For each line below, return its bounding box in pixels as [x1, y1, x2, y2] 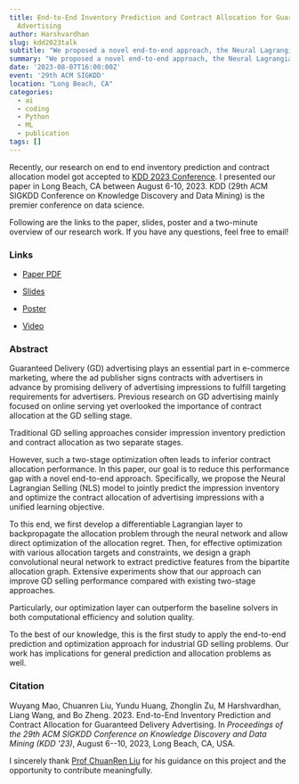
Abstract [9, 342, 49, 355]
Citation [9, 680, 44, 692]
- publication [17, 129, 69, 138]
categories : [9, 87, 53, 96]
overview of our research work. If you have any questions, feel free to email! [9, 226, 289, 237]
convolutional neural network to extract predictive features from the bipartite [9, 557, 290, 568]
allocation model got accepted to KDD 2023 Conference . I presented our [9, 171, 276, 182]
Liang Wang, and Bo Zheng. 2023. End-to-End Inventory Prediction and [9, 709, 271, 720]
